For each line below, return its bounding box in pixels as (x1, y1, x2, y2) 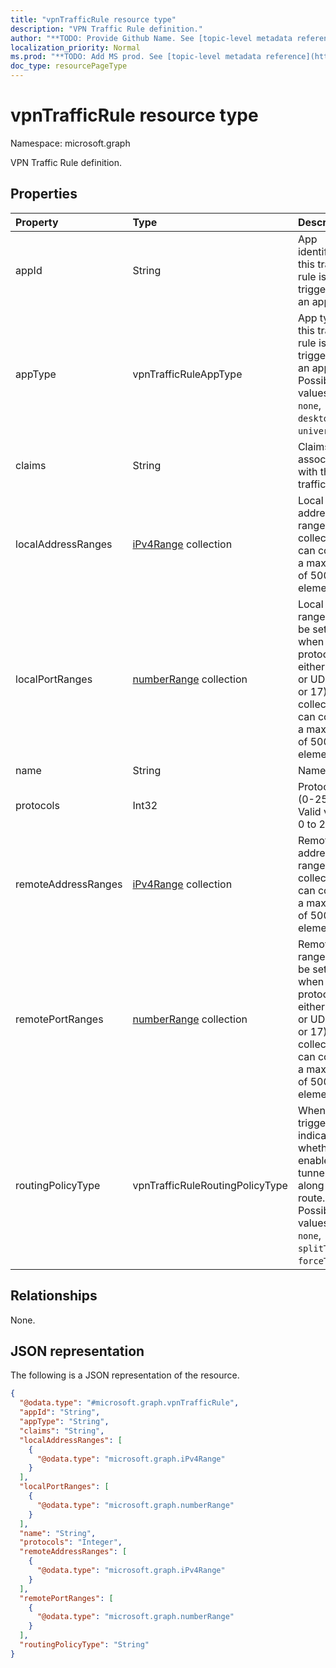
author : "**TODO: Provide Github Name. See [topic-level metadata (10, 33, 293, 43)
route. (297, 1191, 326, 1205)
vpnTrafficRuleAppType (132, 367, 243, 381)
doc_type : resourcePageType (10, 61, 128, 71)
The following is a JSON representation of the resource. (10, 1369, 240, 1381)
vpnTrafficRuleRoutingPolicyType (132, 1178, 288, 1192)
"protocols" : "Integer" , (19, 1537, 123, 1548)
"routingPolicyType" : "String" (19, 1640, 150, 1650)
